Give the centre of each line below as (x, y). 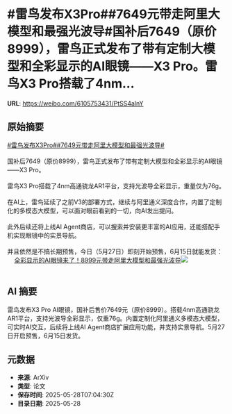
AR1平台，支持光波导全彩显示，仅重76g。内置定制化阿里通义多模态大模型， (115, 318)
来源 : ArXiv (33, 378)
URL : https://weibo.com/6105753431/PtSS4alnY (75, 103)
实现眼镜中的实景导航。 (47, 235)
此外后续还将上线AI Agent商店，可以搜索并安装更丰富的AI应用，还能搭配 (111, 226)
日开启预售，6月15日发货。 (46, 336)
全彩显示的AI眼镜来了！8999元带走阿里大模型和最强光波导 (98, 260)
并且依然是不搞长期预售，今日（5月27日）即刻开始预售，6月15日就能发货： (115, 251)
